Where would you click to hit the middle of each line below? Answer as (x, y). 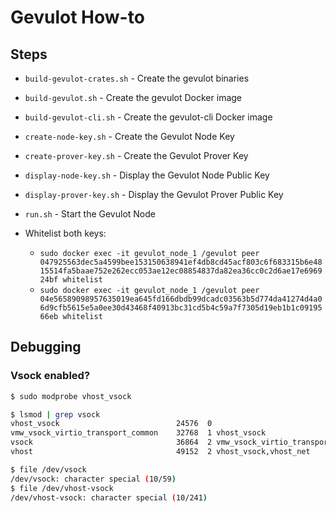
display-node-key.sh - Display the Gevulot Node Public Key (147, 175)
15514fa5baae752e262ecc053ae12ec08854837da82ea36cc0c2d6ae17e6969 (181, 271)
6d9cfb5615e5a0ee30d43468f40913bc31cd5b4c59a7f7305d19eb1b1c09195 (181, 308)
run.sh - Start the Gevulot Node (90, 214)
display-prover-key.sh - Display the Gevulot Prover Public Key (154, 194)
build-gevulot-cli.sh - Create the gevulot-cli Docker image (148, 117)
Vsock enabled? (50, 376)
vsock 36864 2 (111, 442)
